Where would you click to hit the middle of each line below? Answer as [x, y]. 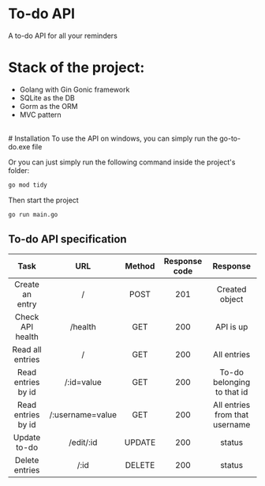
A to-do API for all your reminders [63, 36]
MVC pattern [40, 115]
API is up [232, 327]
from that [231, 415]
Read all [27, 350]
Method [140, 266]
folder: [19, 170]
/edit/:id [83, 443]
